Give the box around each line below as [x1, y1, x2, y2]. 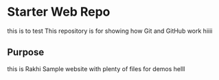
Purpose [7, 46, 45, 58]
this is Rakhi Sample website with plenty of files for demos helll [7, 64, 185, 72]
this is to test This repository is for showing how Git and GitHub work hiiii [7, 27, 213, 35]
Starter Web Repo [7, 4, 111, 20]
